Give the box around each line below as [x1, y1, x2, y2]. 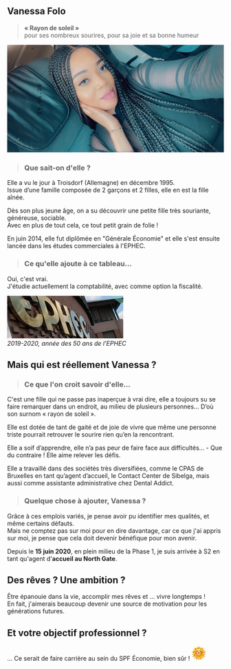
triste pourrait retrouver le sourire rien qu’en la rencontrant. [7, 430, 175, 439]
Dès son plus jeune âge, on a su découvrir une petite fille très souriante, [7, 206, 211, 215]
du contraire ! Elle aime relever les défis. [7, 451, 121, 459]
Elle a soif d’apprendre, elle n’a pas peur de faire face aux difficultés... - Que [7, 443, 223, 452]
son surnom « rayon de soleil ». [7, 410, 96, 418]
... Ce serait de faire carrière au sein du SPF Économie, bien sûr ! [7, 655, 190, 663]
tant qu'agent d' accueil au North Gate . [7, 554, 118, 562]
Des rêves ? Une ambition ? [7, 574, 126, 586]
